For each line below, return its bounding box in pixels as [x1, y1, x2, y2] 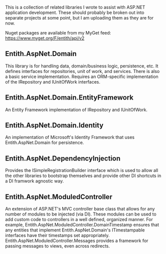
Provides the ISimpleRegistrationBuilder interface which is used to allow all [5, 167, 159, 173]
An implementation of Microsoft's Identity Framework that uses [5, 134, 135, 140]
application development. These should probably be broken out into [5, 9, 145, 15]
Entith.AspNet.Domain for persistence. [5, 139, 84, 145]
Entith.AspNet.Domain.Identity [5, 121, 104, 129]
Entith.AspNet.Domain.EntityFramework [5, 93, 134, 102]
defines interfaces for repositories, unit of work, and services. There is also [5, 68, 160, 74]
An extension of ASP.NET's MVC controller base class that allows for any [5, 206, 155, 212]
